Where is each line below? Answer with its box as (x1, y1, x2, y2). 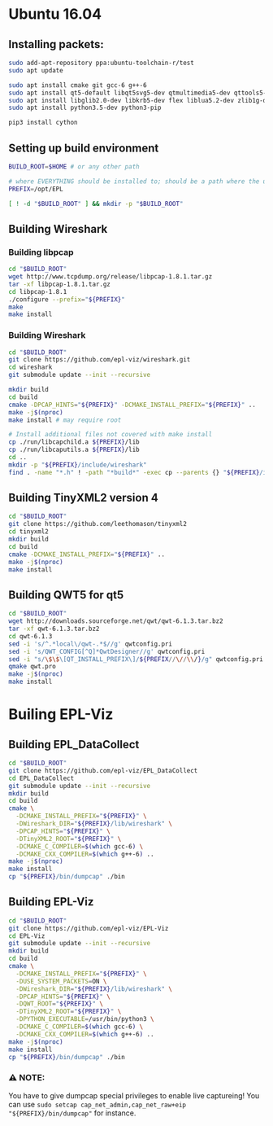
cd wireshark (8, 363, 53, 371)
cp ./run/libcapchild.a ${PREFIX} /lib (8, 438, 140, 446)
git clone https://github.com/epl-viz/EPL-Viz (8, 924, 169, 932)
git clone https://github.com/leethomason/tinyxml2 (8, 520, 187, 528)
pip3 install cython (8, 119, 79, 127)
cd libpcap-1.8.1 (8, 287, 67, 296)
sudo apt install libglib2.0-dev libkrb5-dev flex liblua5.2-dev (8, 96, 234, 104)
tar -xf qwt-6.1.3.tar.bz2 (8, 624, 100, 633)
